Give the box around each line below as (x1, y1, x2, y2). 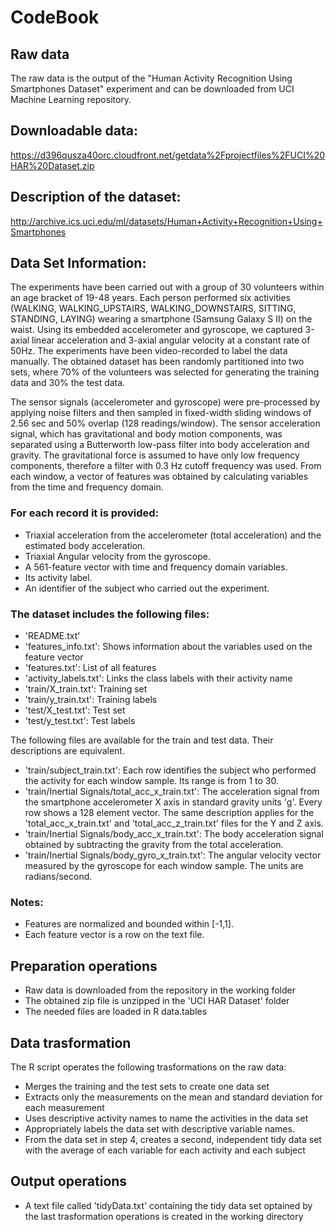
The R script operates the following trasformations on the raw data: (10, 1061, 287, 1073)
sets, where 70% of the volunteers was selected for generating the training (10, 366, 320, 378)
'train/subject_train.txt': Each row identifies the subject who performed (24, 764, 317, 776)
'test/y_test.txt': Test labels (24, 715, 136, 727)
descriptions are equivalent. (10, 745, 125, 757)
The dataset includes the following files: (10, 607, 210, 621)
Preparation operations (10, 957, 158, 975)
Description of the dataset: (10, 189, 182, 206)
